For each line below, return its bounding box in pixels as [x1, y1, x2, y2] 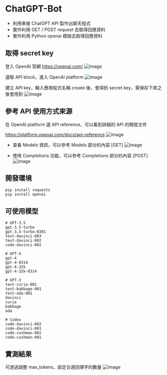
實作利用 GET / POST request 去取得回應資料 [12, 26, 106, 33]
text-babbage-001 [5, 287, 42, 292]
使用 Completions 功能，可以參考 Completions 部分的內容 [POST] [12, 152, 148, 158]
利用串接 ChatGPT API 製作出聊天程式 [12, 20, 91, 26]
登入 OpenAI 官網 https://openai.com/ [5, 63, 83, 69]
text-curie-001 [5, 282, 37, 287]
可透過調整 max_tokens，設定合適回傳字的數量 [5, 364, 102, 370]
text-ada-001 [5, 291, 33, 296]
